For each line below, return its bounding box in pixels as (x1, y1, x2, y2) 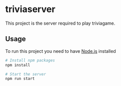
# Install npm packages (5, 58, 55, 63)
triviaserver (5, 4, 55, 15)
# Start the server (5, 71, 46, 76)
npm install (5, 62, 30, 67)
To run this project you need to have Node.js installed (5, 48, 116, 54)
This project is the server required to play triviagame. (5, 20, 115, 26)
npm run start (5, 76, 35, 81)
